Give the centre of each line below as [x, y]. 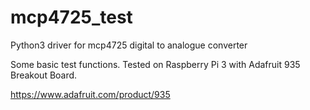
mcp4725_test [71, 17]
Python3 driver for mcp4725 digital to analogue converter [129, 45]
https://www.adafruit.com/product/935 [90, 94]
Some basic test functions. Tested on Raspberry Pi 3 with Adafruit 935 [155, 64]
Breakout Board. [44, 75]
